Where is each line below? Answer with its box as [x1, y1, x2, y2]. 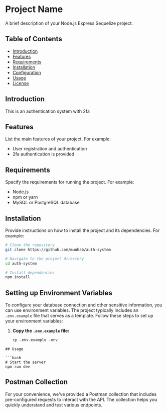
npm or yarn [12, 194, 38, 200]
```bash [5, 355, 22, 360]
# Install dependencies [5, 270, 55, 275]
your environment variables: [5, 318, 63, 324]
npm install [5, 275, 30, 280]
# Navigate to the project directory [5, 256, 84, 261]
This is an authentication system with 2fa [5, 108, 90, 114]
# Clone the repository [5, 242, 55, 247]
